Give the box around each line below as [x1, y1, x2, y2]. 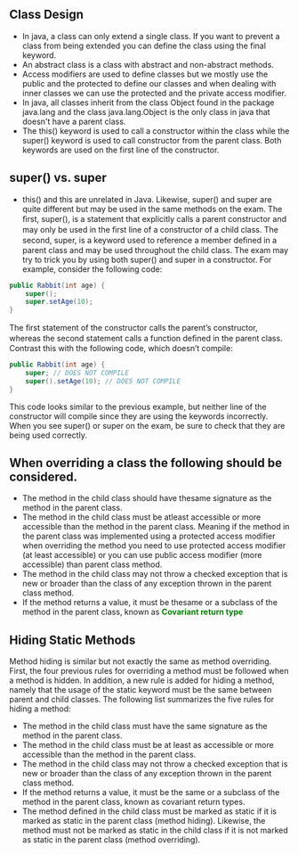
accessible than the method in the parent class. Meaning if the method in [21, 521, 290, 532]
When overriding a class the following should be [9, 456, 283, 471]
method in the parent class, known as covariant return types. [21, 797, 246, 808]
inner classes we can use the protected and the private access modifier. [21, 87, 287, 98]
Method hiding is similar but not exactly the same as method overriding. [9, 656, 272, 667]
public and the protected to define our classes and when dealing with [21, 78, 277, 88]
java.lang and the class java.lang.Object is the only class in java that [21, 106, 270, 117]
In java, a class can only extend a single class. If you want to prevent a [21, 30, 280, 41]
